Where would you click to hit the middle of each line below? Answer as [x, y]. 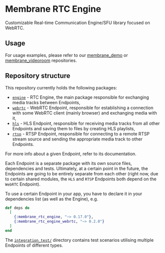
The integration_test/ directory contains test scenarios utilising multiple [80, 240]
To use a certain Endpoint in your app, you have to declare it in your [74, 194]
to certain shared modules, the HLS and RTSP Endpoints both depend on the [81, 179]
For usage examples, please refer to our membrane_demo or [66, 55]
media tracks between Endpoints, [46, 102]
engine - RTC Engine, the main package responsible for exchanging [81, 97]
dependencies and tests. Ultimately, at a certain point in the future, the [77, 169]
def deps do [17, 208]
